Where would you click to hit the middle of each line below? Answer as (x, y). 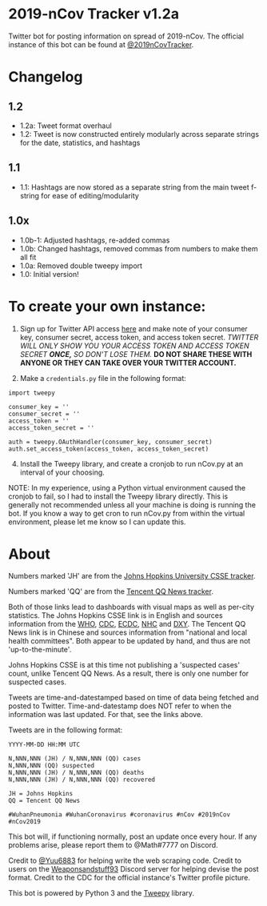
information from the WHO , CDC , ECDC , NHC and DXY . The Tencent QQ (127, 624)
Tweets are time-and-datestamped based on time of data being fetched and (133, 698)
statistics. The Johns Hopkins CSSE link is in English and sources (116, 615)
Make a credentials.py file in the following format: (103, 378)
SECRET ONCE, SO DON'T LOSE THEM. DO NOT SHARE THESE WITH (136, 354)
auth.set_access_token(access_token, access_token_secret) (109, 449)
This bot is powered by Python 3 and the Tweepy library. (101, 893)
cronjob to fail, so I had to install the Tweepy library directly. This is (118, 496)
